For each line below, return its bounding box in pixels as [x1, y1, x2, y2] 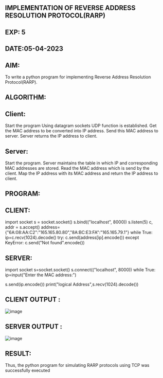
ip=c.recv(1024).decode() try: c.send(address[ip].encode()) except [5, 234, 139, 240]
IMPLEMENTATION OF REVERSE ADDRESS [5, 4, 136, 12]
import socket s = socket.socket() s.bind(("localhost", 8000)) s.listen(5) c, [5, 219, 153, 225]
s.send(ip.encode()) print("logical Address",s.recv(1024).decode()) [5, 282, 139, 288]
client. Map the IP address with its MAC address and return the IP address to [5, 170, 158, 176]
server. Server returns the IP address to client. [5, 133, 98, 139]
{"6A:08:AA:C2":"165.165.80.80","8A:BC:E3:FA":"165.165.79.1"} [5, 230, 129, 235]
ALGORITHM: [5, 93, 46, 102]
